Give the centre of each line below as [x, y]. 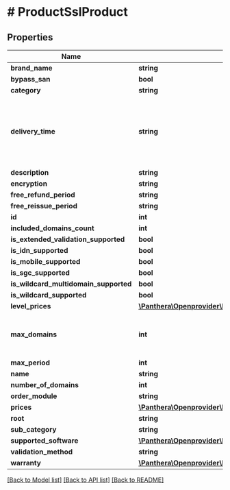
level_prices [31, 306]
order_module [34, 396]
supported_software [44, 441]
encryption [29, 184]
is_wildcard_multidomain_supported [71, 284]
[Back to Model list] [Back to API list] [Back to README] [86, 480]
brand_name [31, 68]
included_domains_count [52, 228]
